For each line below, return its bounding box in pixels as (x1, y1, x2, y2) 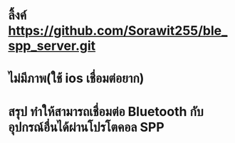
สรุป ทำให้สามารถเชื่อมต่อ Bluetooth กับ (8, 103, 204, 120)
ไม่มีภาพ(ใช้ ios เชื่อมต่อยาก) (8, 70, 145, 87)
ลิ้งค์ (8, 7, 27, 23)
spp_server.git (8, 38, 96, 54)
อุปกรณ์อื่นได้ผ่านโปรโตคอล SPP (8, 119, 164, 135)
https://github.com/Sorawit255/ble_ (8, 23, 228, 39)
